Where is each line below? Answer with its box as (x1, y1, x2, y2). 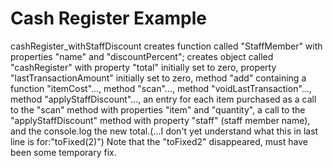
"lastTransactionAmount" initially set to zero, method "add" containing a (10, 72, 307, 84)
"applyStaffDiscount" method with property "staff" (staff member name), (10, 114, 311, 126)
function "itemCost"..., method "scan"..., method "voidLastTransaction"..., (10, 82, 312, 94)
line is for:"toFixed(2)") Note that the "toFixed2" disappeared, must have (10, 135, 308, 147)
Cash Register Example (10, 7, 208, 30)
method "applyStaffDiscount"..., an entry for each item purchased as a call (10, 93, 317, 105)
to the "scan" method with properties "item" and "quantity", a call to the (10, 103, 306, 116)
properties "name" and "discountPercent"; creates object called (10, 50, 274, 62)
